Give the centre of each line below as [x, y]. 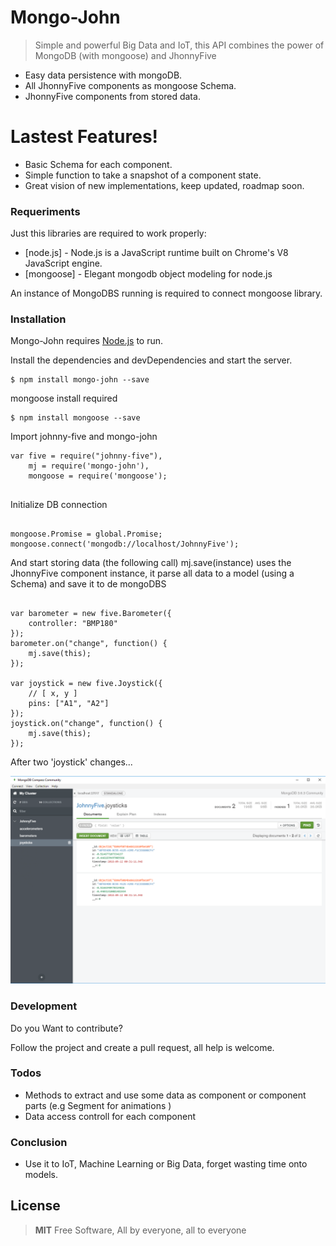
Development [44, 1006]
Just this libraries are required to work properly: [108, 233]
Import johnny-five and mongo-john [84, 437]
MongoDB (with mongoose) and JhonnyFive [125, 55]
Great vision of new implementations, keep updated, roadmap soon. [164, 185]
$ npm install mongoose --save [75, 418]
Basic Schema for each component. [98, 164]
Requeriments [45, 211]
